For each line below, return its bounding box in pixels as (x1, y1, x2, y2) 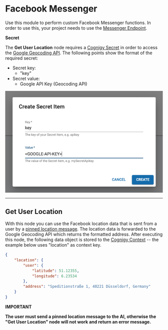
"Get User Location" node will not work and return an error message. (5, 318, 151, 324)
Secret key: (12, 65, 36, 71)
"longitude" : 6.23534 (31, 273, 77, 279)
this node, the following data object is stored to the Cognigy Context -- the (5, 237, 159, 243)
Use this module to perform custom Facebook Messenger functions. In (5, 20, 151, 26)
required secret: (5, 55, 38, 61)
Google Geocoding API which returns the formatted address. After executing (5, 232, 163, 238)
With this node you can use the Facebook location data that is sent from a (5, 221, 157, 227)
